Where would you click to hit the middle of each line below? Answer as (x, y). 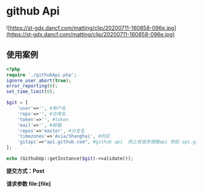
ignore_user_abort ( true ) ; (39, 80)
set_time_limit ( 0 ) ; (31, 92)
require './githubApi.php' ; (42, 75)
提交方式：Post (25, 171)
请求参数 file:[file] (29, 183)
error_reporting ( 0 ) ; (32, 86)
